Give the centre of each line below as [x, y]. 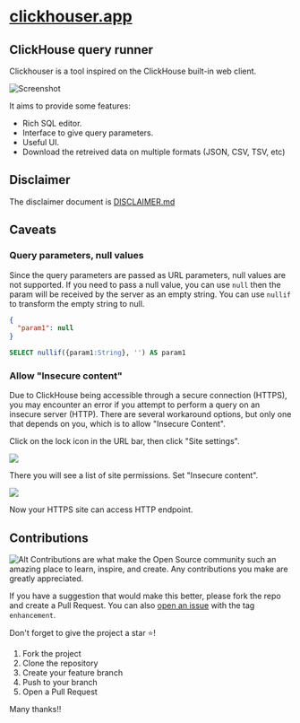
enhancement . [33, 615]
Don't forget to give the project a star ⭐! [83, 633]
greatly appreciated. [47, 579]
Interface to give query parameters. [88, 133]
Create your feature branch [73, 673]
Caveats [33, 230]
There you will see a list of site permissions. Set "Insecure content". [134, 475]
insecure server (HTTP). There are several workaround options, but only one [150, 414]
